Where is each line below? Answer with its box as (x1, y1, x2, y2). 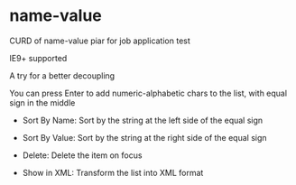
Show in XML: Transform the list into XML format (22, 167, 204, 178)
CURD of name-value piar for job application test (9, 35, 191, 46)
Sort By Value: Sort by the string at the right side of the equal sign (22, 132, 268, 143)
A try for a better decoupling (9, 69, 116, 81)
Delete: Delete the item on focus (22, 150, 143, 161)
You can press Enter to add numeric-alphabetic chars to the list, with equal (9, 88, 287, 98)
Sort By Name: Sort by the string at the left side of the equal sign (22, 115, 264, 125)
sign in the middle (9, 97, 76, 108)
